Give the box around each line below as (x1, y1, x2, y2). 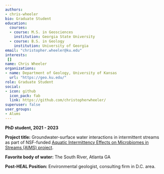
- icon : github (5, 89, 36, 94)
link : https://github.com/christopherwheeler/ (9, 98, 106, 103)
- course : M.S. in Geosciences (9, 30, 73, 35)
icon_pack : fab (9, 93, 41, 98)
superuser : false (5, 102, 41, 107)
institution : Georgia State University (14, 35, 95, 39)
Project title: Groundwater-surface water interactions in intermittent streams (5, 134, 160, 140)
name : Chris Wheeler (5, 61, 47, 66)
